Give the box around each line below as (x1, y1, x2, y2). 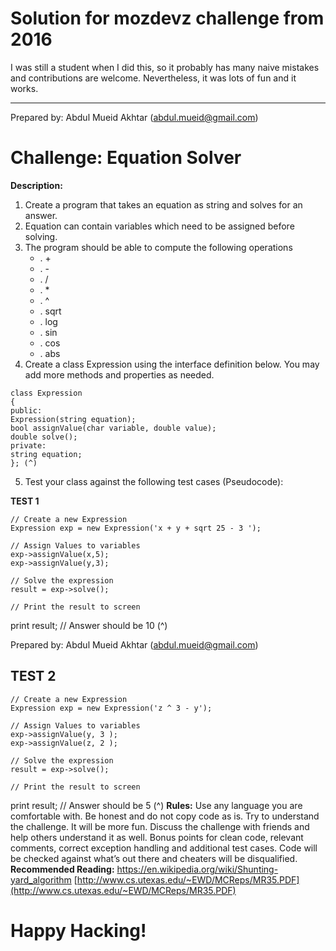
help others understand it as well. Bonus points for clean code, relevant (10, 831, 304, 843)
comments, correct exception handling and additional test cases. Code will (10, 842, 318, 854)
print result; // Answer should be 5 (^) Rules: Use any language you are (10, 799, 303, 811)
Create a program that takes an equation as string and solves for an (24, 198, 303, 211)
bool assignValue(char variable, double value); (10, 423, 217, 433)
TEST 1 (10, 495, 40, 507)
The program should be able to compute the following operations (24, 241, 293, 253)
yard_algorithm (10, 873, 72, 886)
